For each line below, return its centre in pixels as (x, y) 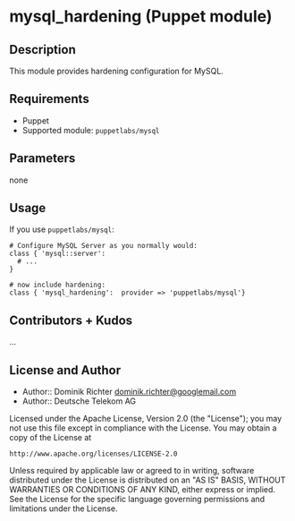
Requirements (49, 99)
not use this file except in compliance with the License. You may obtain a (143, 428)
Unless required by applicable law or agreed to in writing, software (132, 471)
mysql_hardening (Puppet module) (141, 17)
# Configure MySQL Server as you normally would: (104, 246)
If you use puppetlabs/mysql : (62, 229)
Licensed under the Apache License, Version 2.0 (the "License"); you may (146, 419)
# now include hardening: (57, 285)
